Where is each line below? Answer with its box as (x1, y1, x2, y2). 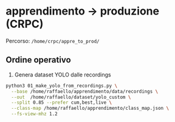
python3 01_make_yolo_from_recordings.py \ (5, 83, 118, 89)
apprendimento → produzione (5, 4, 159, 18)
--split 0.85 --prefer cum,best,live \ (11, 100, 112, 106)
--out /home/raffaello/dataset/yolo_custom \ (11, 94, 131, 100)
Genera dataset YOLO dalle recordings (14, 71, 111, 78)
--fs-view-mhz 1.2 (11, 111, 58, 117)
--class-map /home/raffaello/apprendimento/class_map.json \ (11, 105, 170, 112)
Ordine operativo (5, 55, 71, 65)
